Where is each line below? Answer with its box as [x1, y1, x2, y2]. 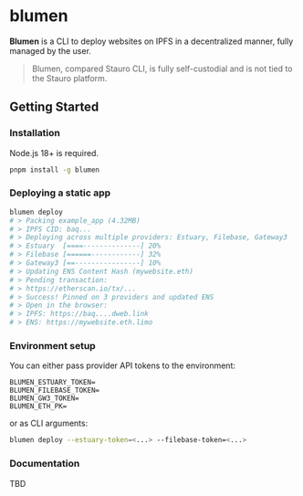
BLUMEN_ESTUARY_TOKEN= [9, 378, 96, 387]
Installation [9, 127, 61, 140]
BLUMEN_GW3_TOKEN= [9, 394, 79, 403]
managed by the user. [9, 45, 91, 56]
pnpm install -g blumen [9, 165, 100, 174]
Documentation [9, 458, 80, 470]
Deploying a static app [9, 186, 111, 199]
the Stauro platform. [31, 72, 108, 83]
